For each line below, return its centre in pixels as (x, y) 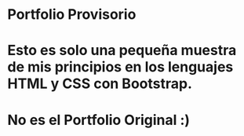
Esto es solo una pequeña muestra (122, 51)
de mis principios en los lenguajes (120, 67)
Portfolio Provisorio (72, 15)
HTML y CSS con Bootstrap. (100, 84)
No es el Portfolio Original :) (98, 120)
